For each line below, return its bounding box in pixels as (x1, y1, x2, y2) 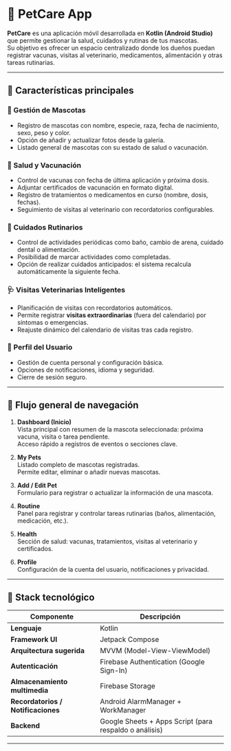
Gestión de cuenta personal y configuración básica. (16, 358, 164, 366)
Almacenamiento (10, 677, 68, 687)
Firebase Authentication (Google (99, 657, 205, 667)
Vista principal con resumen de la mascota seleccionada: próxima (16, 425, 204, 433)
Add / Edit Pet (16, 481, 57, 489)
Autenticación (10, 661, 58, 671)
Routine (16, 501, 41, 510)
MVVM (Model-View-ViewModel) (99, 646, 211, 656)
